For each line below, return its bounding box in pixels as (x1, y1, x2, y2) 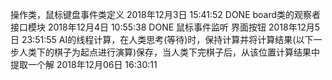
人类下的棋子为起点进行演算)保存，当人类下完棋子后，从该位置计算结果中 (18, 46, 321, 58)
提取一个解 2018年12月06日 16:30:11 (10, 59, 158, 70)
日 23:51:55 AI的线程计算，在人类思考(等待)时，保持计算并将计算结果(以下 (10, 34, 314, 45)
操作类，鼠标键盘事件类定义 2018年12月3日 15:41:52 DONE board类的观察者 (10, 9, 322, 20)
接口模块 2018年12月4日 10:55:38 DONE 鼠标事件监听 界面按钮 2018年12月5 (10, 21, 321, 33)
